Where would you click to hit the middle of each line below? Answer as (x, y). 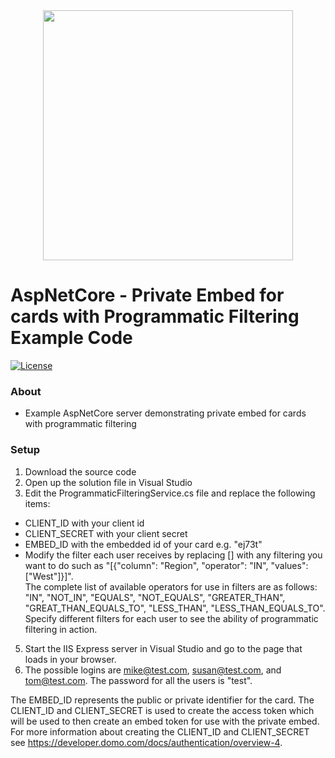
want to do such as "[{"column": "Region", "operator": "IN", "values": (166, 565)
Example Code (71, 338)
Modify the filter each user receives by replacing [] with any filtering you (173, 555)
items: (37, 503)
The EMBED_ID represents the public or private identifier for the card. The (162, 700)
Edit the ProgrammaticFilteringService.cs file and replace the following (170, 493)
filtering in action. (61, 629)
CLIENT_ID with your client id (84, 523)
